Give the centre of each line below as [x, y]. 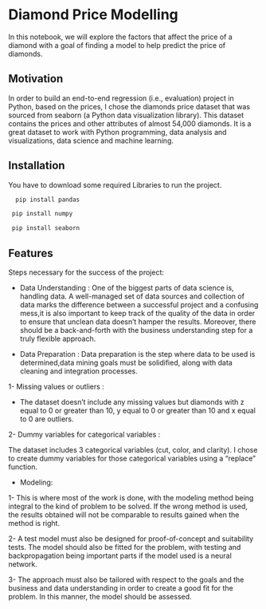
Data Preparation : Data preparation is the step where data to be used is [137, 354]
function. [23, 467]
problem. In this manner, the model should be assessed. [100, 597]
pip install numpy [42, 214]
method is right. [34, 523]
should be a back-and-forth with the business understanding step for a [136, 330]
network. [23, 564]
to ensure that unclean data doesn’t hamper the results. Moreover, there [138, 322]
